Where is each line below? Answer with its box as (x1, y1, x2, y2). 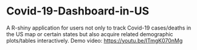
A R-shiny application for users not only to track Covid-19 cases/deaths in (6, 24, 192, 31)
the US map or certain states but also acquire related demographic (6, 30, 173, 37)
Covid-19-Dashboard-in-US (6, 4, 150, 18)
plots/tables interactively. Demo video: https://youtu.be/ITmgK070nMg (6, 37, 183, 44)
